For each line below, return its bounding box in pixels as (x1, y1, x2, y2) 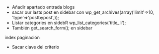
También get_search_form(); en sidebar (11, 25, 93, 31)
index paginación (4, 34, 40, 40)
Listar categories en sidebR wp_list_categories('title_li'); (11, 20, 126, 26)
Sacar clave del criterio (11, 44, 60, 50)
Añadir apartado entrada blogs (11, 4, 75, 10)
